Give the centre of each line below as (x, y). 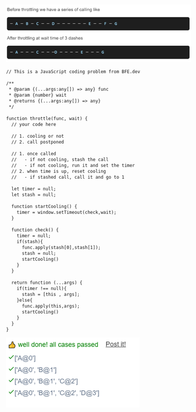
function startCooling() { (44, 207)
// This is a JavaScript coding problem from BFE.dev (73, 72)
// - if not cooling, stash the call (60, 160)
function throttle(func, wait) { (47, 119)
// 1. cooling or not (38, 137)
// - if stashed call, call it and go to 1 (68, 178)
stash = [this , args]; (51, 295)
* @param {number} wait (38, 96)
